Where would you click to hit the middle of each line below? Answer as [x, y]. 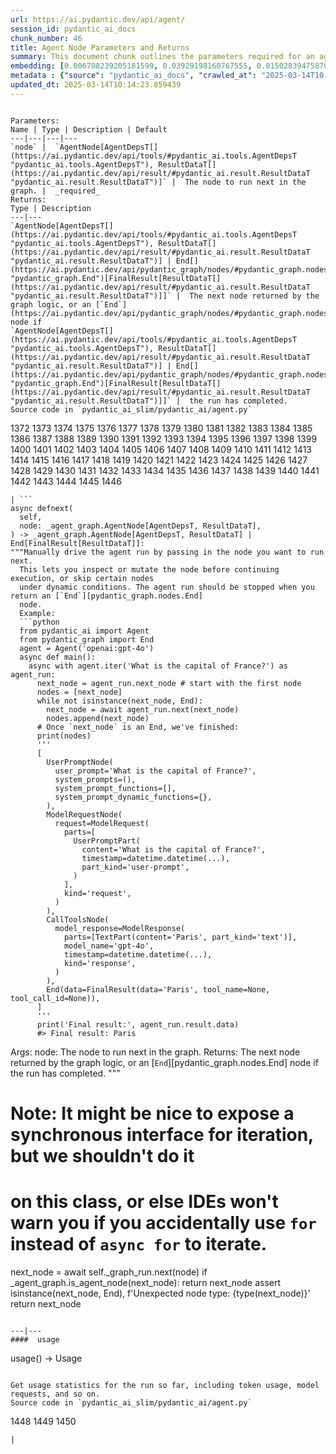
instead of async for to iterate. [139, 1244]
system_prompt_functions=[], [115, 788]
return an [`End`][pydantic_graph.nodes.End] [106, 596]
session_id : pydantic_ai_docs [73, 29]
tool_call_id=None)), [55, 998]
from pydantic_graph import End [87, 639]
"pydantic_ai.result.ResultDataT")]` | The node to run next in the [158, 182]
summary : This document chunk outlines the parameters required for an [162, 57]
